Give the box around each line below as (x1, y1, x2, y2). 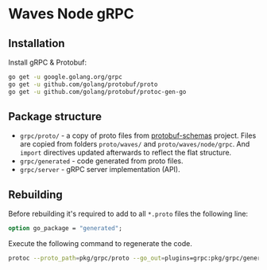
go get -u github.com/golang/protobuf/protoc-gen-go (8, 88, 187, 96)
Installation (8, 37, 65, 50)
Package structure (8, 110, 102, 123)
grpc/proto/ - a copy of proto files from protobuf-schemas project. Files (19, 131, 257, 140)
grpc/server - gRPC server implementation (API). (19, 165, 180, 174)
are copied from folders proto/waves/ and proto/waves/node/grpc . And (19, 139, 250, 149)
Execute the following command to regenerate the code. (8, 239, 192, 248)
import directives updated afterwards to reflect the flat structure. (19, 148, 232, 158)
